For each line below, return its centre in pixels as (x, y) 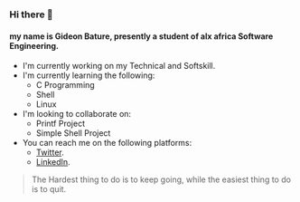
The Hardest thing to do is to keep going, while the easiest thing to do (161, 179)
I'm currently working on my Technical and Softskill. (119, 66)
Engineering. (34, 45)
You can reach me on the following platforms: (107, 143)
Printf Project (61, 124)
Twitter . (50, 152)
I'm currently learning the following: (89, 75)
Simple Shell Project (73, 133)
